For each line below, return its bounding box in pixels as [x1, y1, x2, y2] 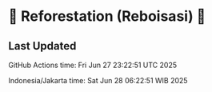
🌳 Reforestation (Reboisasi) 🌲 [8, 7, 206, 26]
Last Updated [8, 39, 77, 53]
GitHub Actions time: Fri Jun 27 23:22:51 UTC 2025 [8, 60, 178, 70]
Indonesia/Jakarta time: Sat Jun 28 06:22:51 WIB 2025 [8, 76, 188, 85]
